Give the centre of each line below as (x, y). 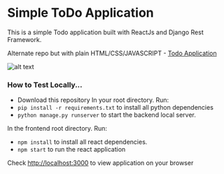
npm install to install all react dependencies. (82, 142)
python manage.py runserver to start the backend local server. (106, 115)
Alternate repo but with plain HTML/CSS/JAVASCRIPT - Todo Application (112, 53)
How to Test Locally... (45, 85)
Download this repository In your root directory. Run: (93, 100)
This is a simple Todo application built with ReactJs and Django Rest (106, 32)
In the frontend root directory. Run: (57, 129)
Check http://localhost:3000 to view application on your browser (100, 163)
